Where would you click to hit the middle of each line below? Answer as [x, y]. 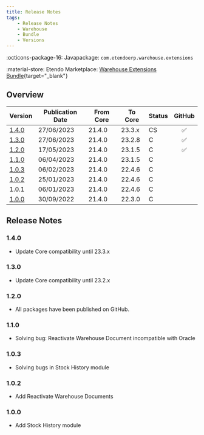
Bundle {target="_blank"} [37, 76]
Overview [25, 95]
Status [158, 116]
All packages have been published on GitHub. [72, 309]
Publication [60, 112]
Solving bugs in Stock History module [62, 367]
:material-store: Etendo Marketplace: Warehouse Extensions [81, 69]
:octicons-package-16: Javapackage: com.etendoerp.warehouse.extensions [100, 57]
